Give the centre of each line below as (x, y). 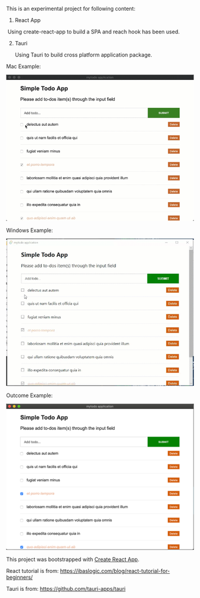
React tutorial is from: (32, 571)
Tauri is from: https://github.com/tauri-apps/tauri (66, 589)
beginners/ (20, 577)
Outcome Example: (29, 395)
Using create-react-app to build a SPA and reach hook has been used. (94, 32)
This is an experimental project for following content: (71, 9)
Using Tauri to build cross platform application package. (83, 55)
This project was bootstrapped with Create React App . (73, 559)
